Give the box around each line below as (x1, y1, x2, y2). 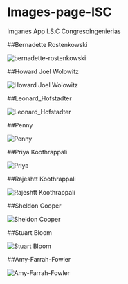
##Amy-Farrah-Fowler (7, 255, 71, 263)
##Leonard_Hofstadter (7, 94, 73, 103)
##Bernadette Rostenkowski (7, 40, 88, 48)
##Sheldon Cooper (7, 202, 62, 210)
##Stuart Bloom (7, 228, 53, 236)
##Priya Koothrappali (7, 148, 68, 156)
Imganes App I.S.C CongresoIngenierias (7, 27, 121, 35)
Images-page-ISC (7, 4, 112, 20)
